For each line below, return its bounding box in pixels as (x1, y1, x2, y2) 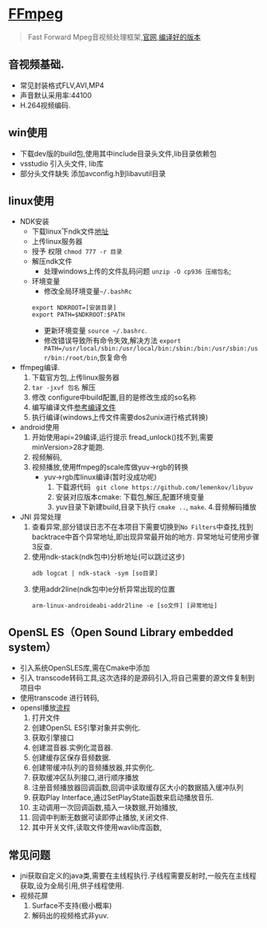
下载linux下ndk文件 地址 (31, 226, 109, 236)
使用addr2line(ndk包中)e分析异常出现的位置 (31, 584, 175, 594)
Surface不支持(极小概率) (31, 901, 112, 910)
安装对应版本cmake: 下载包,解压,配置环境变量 (55, 492, 205, 502)
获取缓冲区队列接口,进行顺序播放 (31, 773, 139, 782)
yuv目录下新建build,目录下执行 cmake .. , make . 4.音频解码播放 (55, 502, 257, 512)
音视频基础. (8, 57, 65, 72)
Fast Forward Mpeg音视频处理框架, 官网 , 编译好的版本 (27, 32, 201, 41)
